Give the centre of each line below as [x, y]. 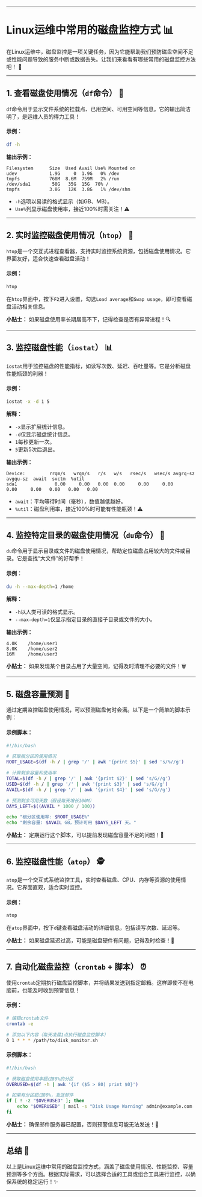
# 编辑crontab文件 [27, 1019]
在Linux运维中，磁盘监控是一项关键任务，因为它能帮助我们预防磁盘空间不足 [100, 51]
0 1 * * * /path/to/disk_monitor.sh [52, 1040]
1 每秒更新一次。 [35, 441]
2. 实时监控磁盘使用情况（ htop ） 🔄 [70, 235]
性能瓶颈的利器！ [27, 373]
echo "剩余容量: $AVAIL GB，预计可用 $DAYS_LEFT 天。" [71, 823]
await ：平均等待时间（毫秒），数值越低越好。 [70, 501]
